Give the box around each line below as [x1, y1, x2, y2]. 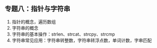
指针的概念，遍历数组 [11, 19, 56, 25]
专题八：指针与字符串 [4, 4, 70, 13]
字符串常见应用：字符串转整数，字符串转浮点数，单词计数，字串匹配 [11, 37, 152, 43]
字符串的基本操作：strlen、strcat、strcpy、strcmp [11, 31, 115, 37]
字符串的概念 [11, 25, 38, 31]
